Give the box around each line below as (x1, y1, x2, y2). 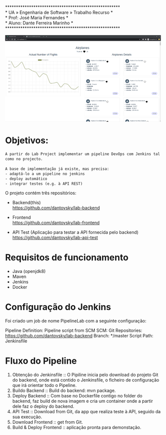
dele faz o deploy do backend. (12, 403, 75, 409)
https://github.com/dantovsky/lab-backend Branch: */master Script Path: (5, 333, 154, 339)
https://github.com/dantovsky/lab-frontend (12, 220, 100, 226)
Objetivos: (5, 135, 48, 146)
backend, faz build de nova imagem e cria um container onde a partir (12, 398, 153, 404)
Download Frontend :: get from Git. (12, 419, 83, 425)
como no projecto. (5, 157, 43, 162)
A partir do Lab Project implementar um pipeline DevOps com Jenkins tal (5, 152, 161, 157)
